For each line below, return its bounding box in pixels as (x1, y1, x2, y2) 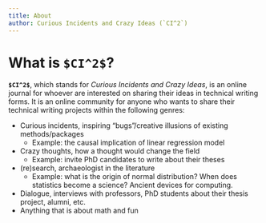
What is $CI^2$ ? (8, 54, 115, 72)
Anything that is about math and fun (19, 205, 139, 216)
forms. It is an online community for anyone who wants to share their (8, 97, 236, 106)
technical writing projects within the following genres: (8, 106, 185, 115)
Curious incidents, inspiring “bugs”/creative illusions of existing (19, 121, 228, 130)
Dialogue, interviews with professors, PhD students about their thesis (19, 189, 248, 198)
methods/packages (19, 129, 84, 139)
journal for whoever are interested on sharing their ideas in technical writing (8, 89, 259, 98)
